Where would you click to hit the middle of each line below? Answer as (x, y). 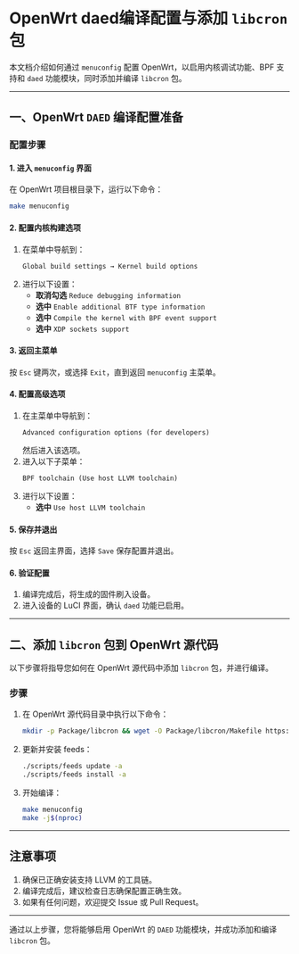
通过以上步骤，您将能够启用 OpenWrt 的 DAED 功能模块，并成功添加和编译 (143, 929)
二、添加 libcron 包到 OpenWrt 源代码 (114, 645)
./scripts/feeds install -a (74, 775)
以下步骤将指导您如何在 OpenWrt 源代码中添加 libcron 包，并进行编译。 (141, 668)
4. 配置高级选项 (37, 394)
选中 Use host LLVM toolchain (90, 507)
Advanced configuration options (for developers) (116, 432)
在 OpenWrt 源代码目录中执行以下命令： (95, 714)
